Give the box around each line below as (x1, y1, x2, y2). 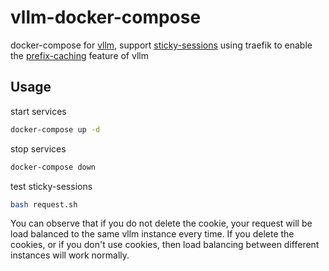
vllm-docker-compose (10, 6, 202, 29)
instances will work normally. (10, 249, 130, 261)
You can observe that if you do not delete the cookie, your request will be (10, 217, 313, 230)
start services (10, 105, 67, 117)
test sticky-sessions (10, 180, 93, 192)
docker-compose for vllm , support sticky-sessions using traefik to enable (10, 39, 313, 51)
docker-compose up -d (10, 124, 101, 135)
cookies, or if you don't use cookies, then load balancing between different (10, 239, 320, 251)
